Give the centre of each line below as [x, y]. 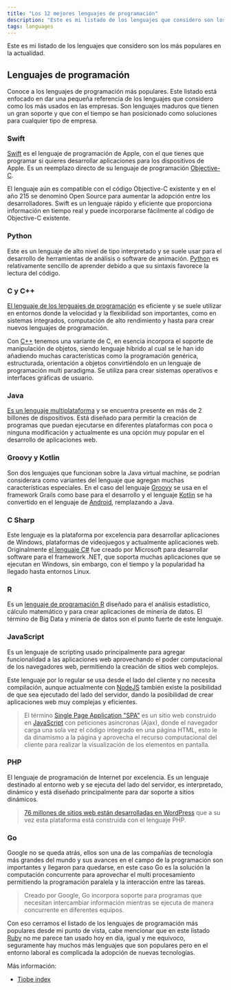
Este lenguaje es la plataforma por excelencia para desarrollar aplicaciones [113, 535]
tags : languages [30, 26]
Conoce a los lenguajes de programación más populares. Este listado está [112, 92]
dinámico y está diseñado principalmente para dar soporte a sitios [101, 792]
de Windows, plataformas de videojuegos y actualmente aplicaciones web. [113, 542]
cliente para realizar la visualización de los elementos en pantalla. [117, 744]
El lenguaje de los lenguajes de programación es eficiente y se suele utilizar [114, 306]
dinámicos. [23, 799]
